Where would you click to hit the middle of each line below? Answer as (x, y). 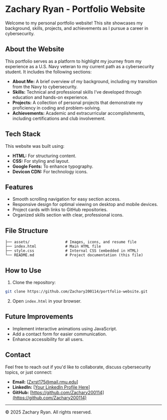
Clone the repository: (34, 282)
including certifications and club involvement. (59, 118)
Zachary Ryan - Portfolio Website (75, 9)
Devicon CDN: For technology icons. (50, 171)
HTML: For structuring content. (44, 156)
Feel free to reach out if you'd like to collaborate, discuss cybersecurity (78, 367)
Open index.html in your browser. (47, 301)
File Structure (27, 231)
